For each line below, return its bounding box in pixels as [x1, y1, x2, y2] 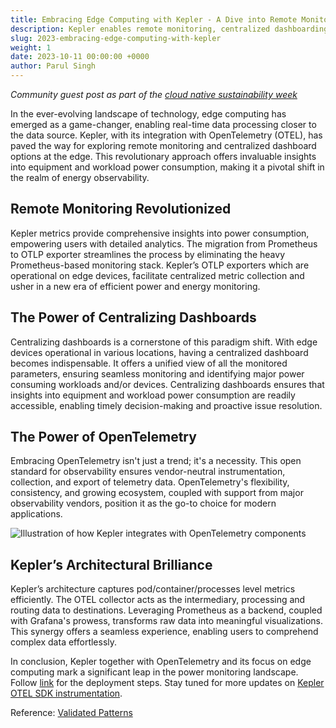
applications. [10, 508, 63, 520]
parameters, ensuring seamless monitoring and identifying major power [10, 367, 305, 380]
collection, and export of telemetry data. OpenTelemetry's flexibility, [10, 476, 290, 488]
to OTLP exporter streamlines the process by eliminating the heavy [10, 248, 285, 260]
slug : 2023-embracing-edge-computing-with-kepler [10, 33, 222, 43]
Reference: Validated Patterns [10, 707, 133, 719]
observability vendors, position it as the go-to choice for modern [10, 497, 277, 510]
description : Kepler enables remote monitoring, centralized [10, 24, 271, 34]
